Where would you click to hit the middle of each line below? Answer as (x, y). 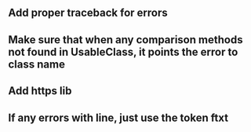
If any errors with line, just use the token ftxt (118, 117)
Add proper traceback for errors (88, 13)
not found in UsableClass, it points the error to (123, 51)
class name (36, 64)
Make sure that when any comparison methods (125, 40)
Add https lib (40, 91)
